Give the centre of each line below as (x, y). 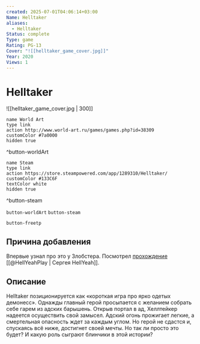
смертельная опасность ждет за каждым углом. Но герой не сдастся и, (99, 322)
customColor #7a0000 (32, 136)
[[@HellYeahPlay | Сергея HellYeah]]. (53, 263)
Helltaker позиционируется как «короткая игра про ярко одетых (89, 296)
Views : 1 (17, 62)
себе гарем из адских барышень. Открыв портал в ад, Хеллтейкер (92, 309)
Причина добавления (49, 242)
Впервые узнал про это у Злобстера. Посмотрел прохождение (87, 256)
